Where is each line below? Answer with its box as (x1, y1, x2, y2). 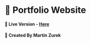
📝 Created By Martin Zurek (4, 32, 61, 39)
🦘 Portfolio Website (4, 4, 86, 16)
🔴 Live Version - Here (4, 21, 49, 27)
